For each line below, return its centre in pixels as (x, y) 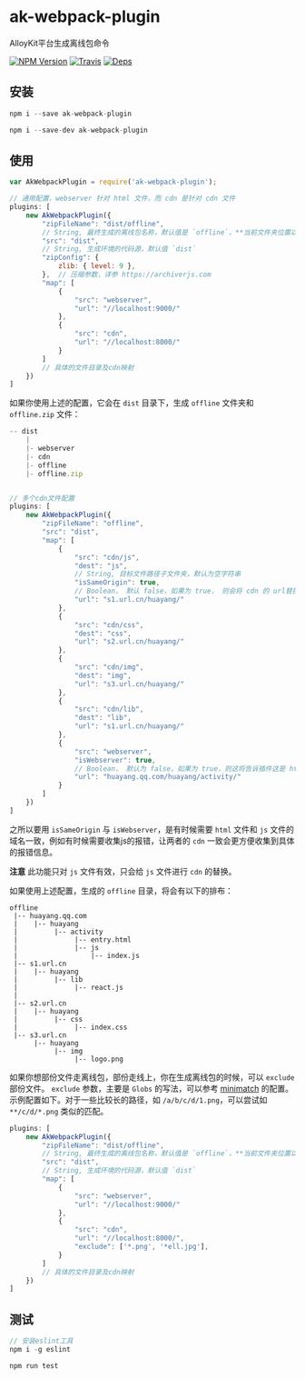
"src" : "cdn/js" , (107, 557)
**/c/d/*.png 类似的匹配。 (59, 1111)
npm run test (34, 1365)
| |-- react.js (69, 987)
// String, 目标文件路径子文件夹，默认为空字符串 (157, 575)
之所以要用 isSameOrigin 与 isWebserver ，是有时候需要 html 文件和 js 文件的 (152, 829)
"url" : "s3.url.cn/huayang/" (129, 684)
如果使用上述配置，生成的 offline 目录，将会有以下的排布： (121, 890)
